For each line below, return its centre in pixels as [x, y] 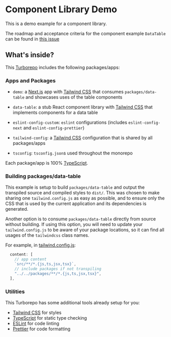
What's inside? [30, 55]
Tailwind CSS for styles [37, 312]
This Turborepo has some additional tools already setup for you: [73, 302]
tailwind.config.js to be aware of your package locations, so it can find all [85, 230]
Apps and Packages [31, 80]
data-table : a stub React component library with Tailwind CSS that [83, 107]
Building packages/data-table [43, 176]
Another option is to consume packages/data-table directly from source [81, 219]
